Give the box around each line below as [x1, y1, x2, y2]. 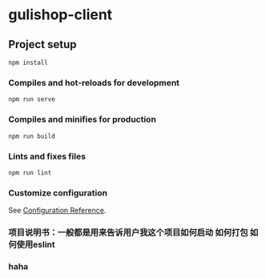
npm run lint [8, 168, 52, 177]
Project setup [8, 38, 78, 51]
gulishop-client [8, 6, 113, 24]
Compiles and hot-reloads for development [8, 77, 180, 88]
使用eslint [16, 239, 56, 250]
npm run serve [8, 95, 56, 103]
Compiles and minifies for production [8, 114, 156, 125]
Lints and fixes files [8, 151, 87, 162]
